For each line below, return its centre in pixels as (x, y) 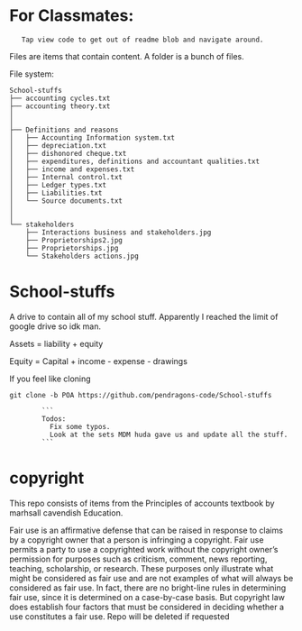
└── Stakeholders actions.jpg (82, 256)
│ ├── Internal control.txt (66, 177)
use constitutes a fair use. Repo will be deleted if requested (119, 616)
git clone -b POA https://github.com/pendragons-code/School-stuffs (141, 395)
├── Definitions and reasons (64, 130)
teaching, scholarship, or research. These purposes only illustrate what (142, 568)
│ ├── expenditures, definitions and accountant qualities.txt (134, 161)
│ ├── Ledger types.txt (58, 185)
